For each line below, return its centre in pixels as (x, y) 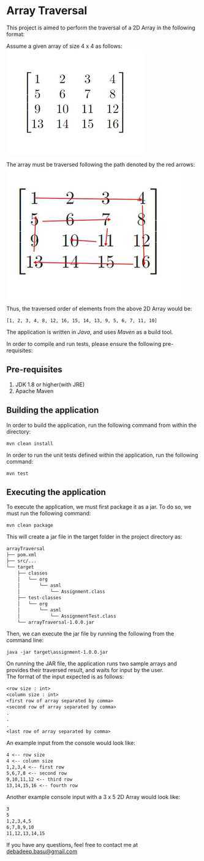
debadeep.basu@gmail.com (42, 851)
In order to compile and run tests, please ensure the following (84, 343)
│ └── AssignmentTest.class (67, 616)
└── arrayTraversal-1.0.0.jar (56, 622)
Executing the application (56, 492)
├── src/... (21, 561)
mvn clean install (30, 443)
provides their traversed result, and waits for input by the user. (85, 670)
